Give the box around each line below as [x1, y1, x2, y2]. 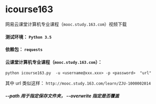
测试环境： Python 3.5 [5, 34, 52, 40]
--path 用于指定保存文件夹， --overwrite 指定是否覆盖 [5, 93, 120, 99]
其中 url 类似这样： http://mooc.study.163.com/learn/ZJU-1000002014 [5, 80, 151, 86]
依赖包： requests [5, 46, 43, 53]
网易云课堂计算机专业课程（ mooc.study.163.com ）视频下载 [5, 21, 127, 27]
